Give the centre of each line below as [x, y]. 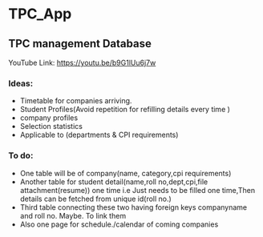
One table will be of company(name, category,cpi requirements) [125, 173]
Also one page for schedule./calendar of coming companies [119, 224]
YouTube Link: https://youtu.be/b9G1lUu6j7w [82, 62]
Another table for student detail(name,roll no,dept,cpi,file [114, 182]
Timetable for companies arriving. [76, 101]
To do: [21, 155]
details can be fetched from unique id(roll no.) [96, 199]
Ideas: [21, 83]
